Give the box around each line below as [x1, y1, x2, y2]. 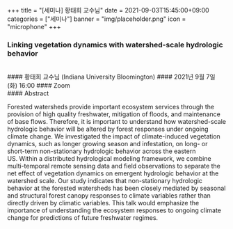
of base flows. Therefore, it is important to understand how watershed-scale [7, 118, 226, 126]
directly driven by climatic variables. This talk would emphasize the [7, 199, 200, 207]
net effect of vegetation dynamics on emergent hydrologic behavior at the [7, 169, 219, 177]
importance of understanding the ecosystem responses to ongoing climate [7, 206, 221, 214]
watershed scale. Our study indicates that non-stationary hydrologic [7, 177, 203, 185]
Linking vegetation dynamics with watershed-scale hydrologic [7, 40, 224, 49]
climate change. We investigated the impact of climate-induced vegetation [7, 132, 220, 141]
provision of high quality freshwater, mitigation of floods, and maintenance [7, 110, 220, 118]
